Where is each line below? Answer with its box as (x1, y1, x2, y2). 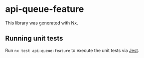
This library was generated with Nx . (5, 20, 78, 26)
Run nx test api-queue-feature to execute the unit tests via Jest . (5, 47, 140, 53)
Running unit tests (5, 34, 63, 43)
